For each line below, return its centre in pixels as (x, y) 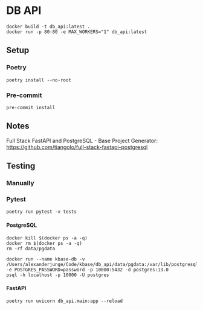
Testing (21, 166)
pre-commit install (31, 107)
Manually (20, 183)
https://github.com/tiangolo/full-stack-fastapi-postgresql (77, 147)
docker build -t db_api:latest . (48, 27)
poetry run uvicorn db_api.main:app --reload (64, 301)
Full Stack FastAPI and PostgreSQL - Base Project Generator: (82, 141)
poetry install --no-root (39, 80)
